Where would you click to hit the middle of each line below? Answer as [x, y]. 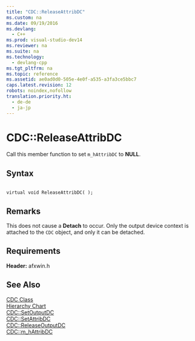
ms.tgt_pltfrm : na [29, 68]
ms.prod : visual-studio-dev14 [45, 40]
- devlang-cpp [29, 62]
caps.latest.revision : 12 [39, 85]
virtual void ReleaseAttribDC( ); [50, 193]
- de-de [21, 102]
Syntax [20, 173]
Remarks [24, 211]
